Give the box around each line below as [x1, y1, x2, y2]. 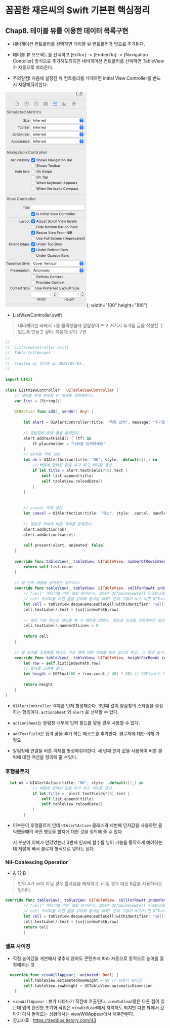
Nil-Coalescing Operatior [5, 859, 68, 866]
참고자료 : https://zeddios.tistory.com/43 [12, 1017, 97, 1023]
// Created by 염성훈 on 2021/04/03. [5, 361, 84, 366]
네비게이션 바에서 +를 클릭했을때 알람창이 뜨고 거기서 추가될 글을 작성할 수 [17, 323, 164, 328]
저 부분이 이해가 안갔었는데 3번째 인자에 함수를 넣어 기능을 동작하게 [12, 839, 145, 845]
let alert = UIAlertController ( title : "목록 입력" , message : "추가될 [23, 420, 166, 425]
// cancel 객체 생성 [23, 505, 62, 510]
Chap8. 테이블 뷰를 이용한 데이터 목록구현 [5, 26, 129, 35]
